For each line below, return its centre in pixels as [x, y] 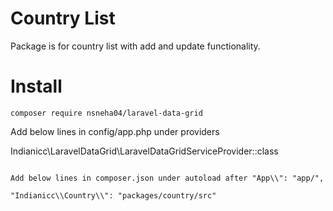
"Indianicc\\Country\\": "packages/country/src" [113, 195]
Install [36, 86]
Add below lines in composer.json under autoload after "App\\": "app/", [167, 178]
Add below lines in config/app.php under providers [115, 131]
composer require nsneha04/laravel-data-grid [106, 113]
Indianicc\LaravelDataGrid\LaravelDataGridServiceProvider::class [144, 151]
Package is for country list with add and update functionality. [135, 46]
